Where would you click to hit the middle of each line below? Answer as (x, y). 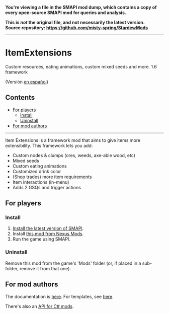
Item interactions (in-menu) (41, 182)
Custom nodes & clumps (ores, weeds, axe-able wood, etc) (74, 155)
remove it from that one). (45, 268)
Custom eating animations (39, 166)
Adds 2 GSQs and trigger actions (47, 187)
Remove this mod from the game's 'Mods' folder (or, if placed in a (73, 263)
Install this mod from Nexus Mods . (48, 234)
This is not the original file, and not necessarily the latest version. (75, 22)
